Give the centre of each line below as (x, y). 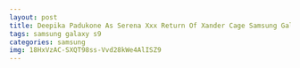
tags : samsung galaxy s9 (55, 34)
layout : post (33, 17)
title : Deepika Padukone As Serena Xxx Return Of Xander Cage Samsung (143, 26)
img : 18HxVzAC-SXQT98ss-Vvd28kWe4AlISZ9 (86, 50)
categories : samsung (48, 42)
